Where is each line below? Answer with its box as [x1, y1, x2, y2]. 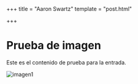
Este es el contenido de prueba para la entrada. [6, 58, 127, 66]
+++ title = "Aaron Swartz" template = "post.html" [6, 6, 132, 12]
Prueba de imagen [6, 39, 101, 53]
